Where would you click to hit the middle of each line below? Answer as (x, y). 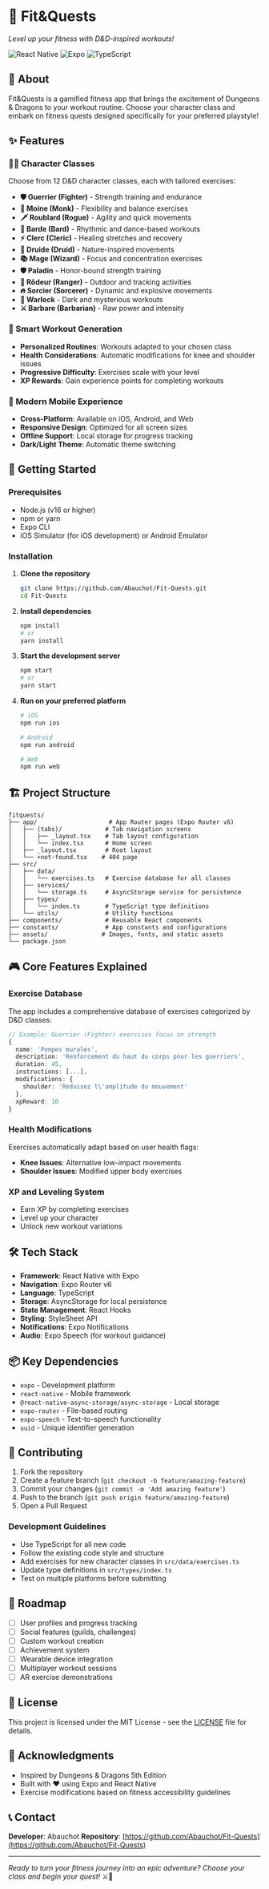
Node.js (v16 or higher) (58, 510)
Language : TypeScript (57, 1293)
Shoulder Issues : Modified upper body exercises (101, 1171)
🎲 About (29, 79)
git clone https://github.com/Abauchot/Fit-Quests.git (113, 588)
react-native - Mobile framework (75, 1393)
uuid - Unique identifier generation (77, 1427)
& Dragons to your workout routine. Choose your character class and (122, 107)
